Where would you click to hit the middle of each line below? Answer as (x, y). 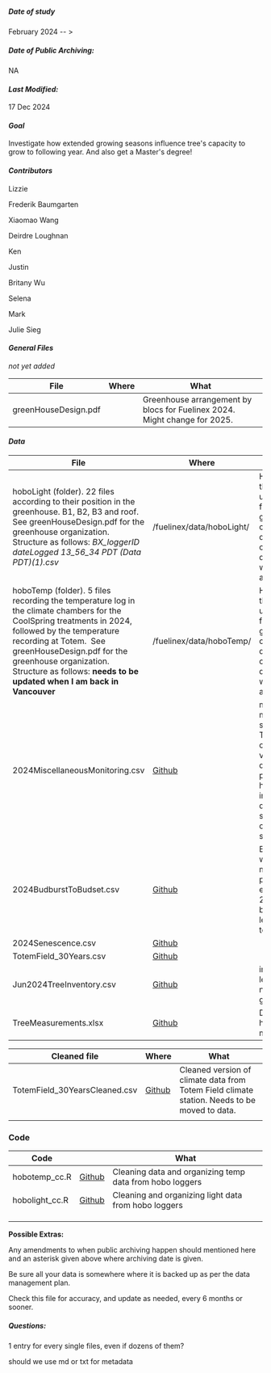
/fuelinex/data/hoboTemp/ (202, 641)
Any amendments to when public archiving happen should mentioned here (132, 1250)
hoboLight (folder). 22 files (63, 491)
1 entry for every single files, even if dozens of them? (96, 1346)
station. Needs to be (218, 1100)
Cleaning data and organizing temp (179, 1172)
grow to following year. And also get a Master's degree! (100, 152)
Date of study (32, 11)
